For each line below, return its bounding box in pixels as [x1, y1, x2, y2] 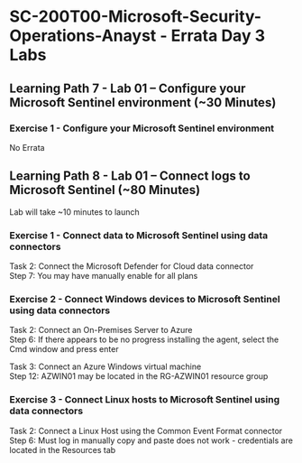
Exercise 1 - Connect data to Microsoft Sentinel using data [9, 228, 269, 241]
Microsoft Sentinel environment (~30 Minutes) [9, 95, 277, 110]
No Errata [9, 142, 45, 153]
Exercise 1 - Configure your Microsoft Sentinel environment [9, 122, 275, 134]
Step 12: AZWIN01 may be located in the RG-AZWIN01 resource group [9, 371, 269, 382]
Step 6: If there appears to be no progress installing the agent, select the [9, 334, 279, 345]
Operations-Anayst [9, 25, 157, 46]
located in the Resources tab [9, 444, 116, 455]
